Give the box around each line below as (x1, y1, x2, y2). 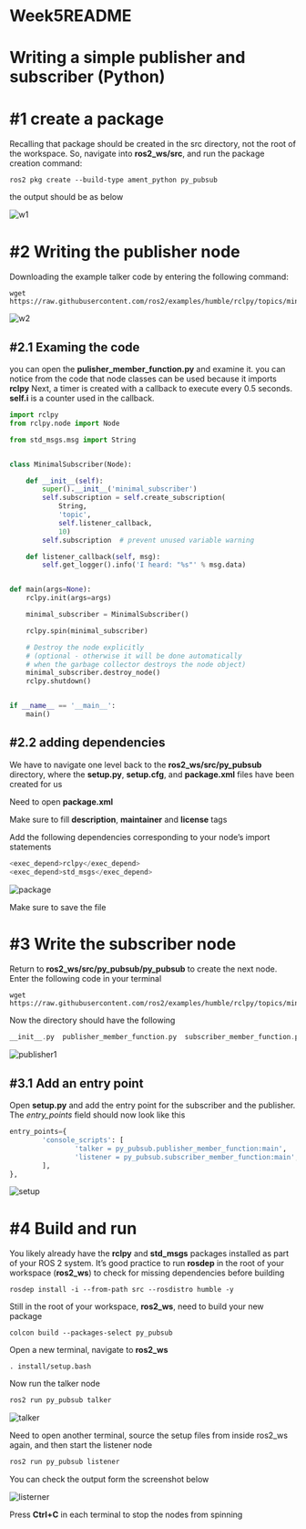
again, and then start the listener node (9, 1440, 153, 1451)
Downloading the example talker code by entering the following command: (9, 271, 289, 283)
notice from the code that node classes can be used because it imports (9, 373, 278, 384)
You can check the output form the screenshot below (9, 1474, 209, 1485)
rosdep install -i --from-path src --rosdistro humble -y (9, 1285, 234, 1295)
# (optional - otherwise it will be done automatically (25, 651, 243, 660)
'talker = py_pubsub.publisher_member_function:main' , (74, 1144, 287, 1153)
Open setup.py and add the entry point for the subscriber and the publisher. (9, 1100, 296, 1111)
